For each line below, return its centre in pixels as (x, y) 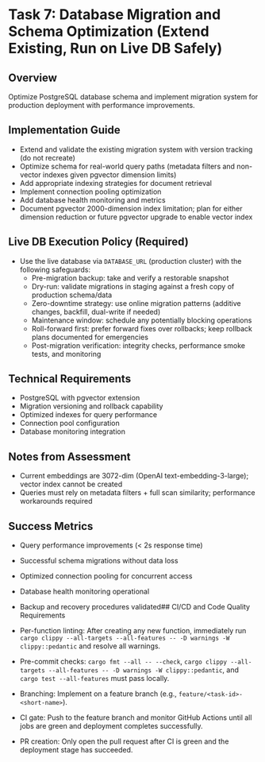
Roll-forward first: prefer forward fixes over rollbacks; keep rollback (142, 328)
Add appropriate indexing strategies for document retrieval (116, 183)
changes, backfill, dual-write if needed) (96, 311)
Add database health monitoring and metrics (92, 199)
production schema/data (72, 295)
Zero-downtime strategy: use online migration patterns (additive (136, 303)
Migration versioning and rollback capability (91, 406)
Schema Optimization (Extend (109, 31)
